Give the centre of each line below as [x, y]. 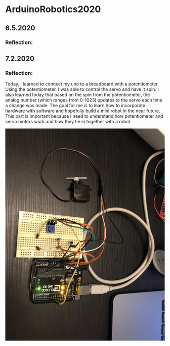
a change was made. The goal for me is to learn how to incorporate [75, 106]
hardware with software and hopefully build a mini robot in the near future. [83, 111]
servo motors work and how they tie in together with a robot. [68, 122]
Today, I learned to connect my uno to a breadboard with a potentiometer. [82, 84]
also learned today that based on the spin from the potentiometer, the [78, 95]
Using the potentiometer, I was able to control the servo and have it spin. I [82, 89]
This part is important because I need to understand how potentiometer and [84, 116]
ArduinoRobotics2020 [53, 9]
